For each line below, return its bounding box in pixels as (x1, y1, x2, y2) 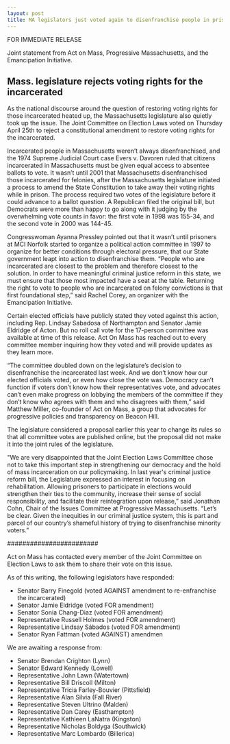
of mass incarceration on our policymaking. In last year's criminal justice (7, 468, 211, 476)
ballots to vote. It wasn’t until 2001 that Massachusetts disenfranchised (7, 169, 207, 177)
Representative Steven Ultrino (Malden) (16, 700, 129, 709)
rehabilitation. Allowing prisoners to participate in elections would (7, 482, 192, 491)
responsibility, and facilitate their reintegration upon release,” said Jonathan (7, 497, 220, 506)
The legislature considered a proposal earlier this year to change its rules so (7, 425, 222, 434)
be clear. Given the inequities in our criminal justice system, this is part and (7, 512, 218, 520)
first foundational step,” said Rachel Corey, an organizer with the (7, 291, 189, 299)
